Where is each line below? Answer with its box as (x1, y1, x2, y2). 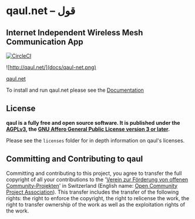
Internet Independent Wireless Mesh (6, 28, 143, 38)
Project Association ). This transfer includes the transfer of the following (6, 188, 179, 195)
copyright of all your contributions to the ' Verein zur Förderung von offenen (6, 175, 189, 183)
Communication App (6, 36, 83, 47)
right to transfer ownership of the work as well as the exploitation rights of (6, 201, 186, 208)
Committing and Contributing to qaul (6, 154, 143, 164)
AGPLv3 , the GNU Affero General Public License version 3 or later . (6, 125, 170, 132)
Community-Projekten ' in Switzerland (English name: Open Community (6, 182, 178, 189)
